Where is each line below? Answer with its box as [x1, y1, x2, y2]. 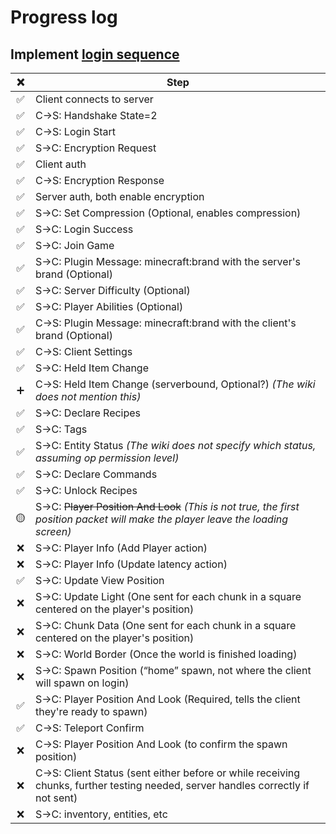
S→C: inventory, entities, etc [35, 807, 168, 821]
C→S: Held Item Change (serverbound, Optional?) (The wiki [35, 377, 316, 391]
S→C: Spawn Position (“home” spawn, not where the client [35, 664, 312, 677]
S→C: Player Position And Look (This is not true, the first [35, 500, 300, 513]
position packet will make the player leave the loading [35, 512, 289, 526]
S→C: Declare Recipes [35, 406, 142, 420]
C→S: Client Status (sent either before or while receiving [35, 766, 301, 780]
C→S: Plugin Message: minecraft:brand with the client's [35, 316, 297, 330]
